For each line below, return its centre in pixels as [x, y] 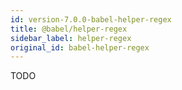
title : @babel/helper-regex [69, 29]
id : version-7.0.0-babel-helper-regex [91, 19]
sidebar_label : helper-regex [71, 38]
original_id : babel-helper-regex [80, 47]
